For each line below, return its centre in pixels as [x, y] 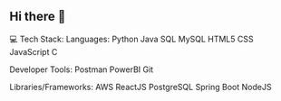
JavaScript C [34, 51]
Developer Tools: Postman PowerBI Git [82, 69]
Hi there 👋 [38, 17]
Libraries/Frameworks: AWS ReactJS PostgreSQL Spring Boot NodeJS [140, 87]
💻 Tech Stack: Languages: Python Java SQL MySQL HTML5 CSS [131, 39]
